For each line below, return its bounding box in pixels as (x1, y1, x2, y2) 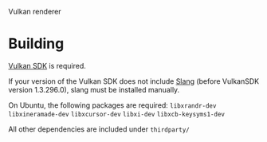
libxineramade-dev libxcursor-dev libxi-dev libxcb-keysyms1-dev (8, 110, 226, 118)
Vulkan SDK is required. (8, 61, 86, 70)
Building (8, 35, 65, 53)
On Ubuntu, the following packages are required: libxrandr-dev (8, 100, 217, 110)
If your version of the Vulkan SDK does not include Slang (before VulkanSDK (8, 76, 260, 86)
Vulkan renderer (8, 7, 61, 16)
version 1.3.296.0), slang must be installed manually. (8, 85, 180, 94)
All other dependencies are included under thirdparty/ (8, 124, 190, 134)
